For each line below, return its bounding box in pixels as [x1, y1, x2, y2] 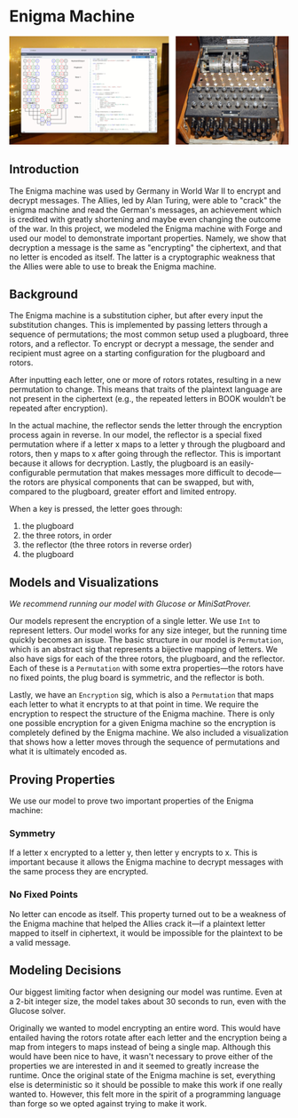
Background [9, 287, 78, 302]
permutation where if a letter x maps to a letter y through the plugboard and [9, 439, 286, 450]
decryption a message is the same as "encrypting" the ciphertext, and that [9, 242, 282, 252]
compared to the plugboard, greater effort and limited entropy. [9, 486, 237, 497]
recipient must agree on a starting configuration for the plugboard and [9, 348, 266, 359]
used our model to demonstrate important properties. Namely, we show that [9, 233, 286, 244]
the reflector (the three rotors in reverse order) [21, 539, 192, 550]
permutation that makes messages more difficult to [57, 467, 244, 478]
